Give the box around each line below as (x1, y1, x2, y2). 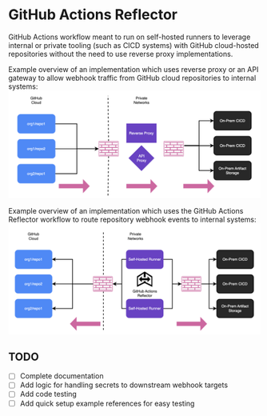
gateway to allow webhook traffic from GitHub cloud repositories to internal (8, 73, 257, 82)
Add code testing (19, 390, 78, 399)
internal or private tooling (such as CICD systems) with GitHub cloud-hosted (8, 40, 260, 50)
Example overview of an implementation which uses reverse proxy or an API (8, 64, 259, 74)
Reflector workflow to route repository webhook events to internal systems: (8, 214, 257, 225)
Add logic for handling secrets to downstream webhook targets (19, 380, 229, 390)
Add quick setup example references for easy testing (19, 398, 195, 408)
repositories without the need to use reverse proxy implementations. (8, 49, 233, 58)
